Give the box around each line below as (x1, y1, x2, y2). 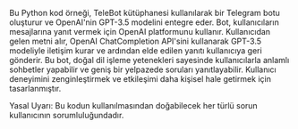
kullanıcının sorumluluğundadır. (9, 110, 124, 120)
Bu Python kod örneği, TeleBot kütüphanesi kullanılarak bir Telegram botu (9, 8, 280, 18)
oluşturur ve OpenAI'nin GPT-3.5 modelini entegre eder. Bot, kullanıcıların (9, 17, 279, 28)
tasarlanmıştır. (9, 84, 62, 93)
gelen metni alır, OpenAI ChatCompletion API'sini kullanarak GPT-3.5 (9, 36, 262, 46)
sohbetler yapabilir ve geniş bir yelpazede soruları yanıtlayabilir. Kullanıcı (9, 64, 277, 75)
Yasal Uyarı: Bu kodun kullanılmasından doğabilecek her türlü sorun (9, 101, 258, 110)
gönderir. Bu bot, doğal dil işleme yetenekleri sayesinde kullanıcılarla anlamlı (9, 55, 290, 65)
